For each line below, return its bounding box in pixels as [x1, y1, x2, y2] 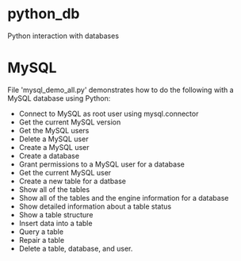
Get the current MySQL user [18, 167, 112, 177]
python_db [7, 5, 80, 23]
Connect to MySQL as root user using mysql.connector [18, 109, 199, 118]
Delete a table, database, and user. [18, 244, 133, 253]
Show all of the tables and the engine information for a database [18, 193, 229, 202]
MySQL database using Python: [7, 93, 111, 103]
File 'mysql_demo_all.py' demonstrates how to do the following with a [7, 85, 235, 94]
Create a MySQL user [18, 142, 90, 152]
